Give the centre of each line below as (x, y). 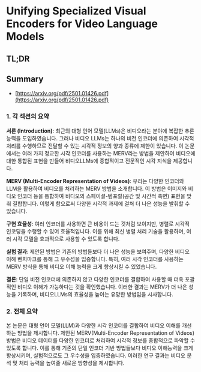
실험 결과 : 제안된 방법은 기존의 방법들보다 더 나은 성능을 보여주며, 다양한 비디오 (98, 251)
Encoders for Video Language (82, 24)
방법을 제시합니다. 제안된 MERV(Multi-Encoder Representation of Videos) (106, 333)
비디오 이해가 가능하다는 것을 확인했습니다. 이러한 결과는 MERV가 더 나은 (102, 287)
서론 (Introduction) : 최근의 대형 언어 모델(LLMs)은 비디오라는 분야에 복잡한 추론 (100, 131)
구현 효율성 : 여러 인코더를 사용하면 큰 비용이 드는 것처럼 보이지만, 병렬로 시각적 (98, 224)
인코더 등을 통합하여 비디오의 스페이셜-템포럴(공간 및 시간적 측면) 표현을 (101, 196)
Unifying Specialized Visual (76, 11)
